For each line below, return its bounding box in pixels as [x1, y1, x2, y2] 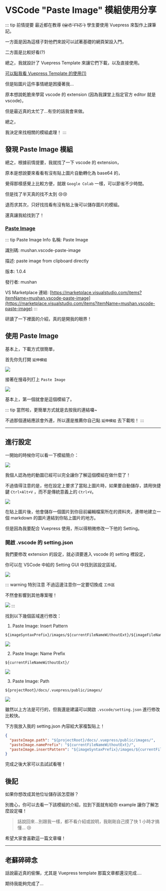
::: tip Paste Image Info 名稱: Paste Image [5, 237, 88, 243]
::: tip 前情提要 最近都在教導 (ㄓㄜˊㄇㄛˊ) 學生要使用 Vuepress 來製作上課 [5, 22, 152, 28]
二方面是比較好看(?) [5, 49, 45, 55]
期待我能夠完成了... [5, 880, 44, 887]
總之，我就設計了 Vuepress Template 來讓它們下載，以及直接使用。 [5, 60, 142, 66]
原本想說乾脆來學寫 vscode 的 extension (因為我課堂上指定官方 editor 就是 [5, 91, 156, 97]
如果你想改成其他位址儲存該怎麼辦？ [5, 791, 79, 797]
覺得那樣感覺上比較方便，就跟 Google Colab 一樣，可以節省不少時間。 [5, 180, 147, 186]
